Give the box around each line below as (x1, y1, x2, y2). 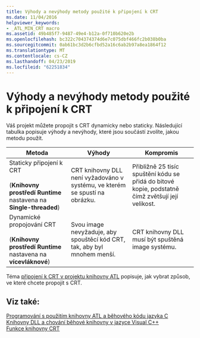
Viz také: (6, 296, 40, 306)
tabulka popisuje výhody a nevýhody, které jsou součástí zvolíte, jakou (6, 129, 180, 136)
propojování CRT (9, 221, 57, 229)
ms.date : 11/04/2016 (6, 14, 58, 20)
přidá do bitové (132, 177, 174, 186)
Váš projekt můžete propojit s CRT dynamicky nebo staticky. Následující (6, 122, 183, 129)
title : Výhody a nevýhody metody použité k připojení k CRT (6, 8, 159, 15)
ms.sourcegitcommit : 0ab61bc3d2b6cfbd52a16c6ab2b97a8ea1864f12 (6, 42, 167, 48)
